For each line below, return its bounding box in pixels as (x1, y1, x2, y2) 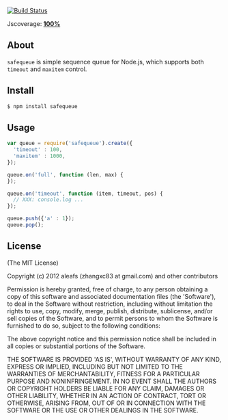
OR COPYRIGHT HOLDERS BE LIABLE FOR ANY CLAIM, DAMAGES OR (7, 384, 205, 393)
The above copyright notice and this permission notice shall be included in (7, 334, 216, 343)
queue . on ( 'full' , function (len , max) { (7, 171, 124, 178)
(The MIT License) (7, 259, 59, 267)
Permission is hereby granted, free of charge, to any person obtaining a (7, 285, 208, 293)
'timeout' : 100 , (13, 146, 63, 153)
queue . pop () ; (7, 222, 44, 228)
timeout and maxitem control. (7, 65, 87, 73)
